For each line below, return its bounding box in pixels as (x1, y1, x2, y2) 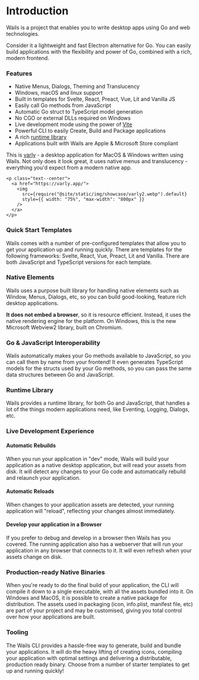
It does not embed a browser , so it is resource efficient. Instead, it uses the (6, 311, 191, 318)
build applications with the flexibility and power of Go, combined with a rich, (6, 48, 192, 55)
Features (6, 69, 33, 77)
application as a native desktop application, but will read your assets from (6, 461, 187, 468)
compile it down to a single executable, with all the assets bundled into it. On (6, 588, 194, 595)
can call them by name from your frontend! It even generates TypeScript (6, 359, 183, 366)
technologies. (6, 30, 40, 37)
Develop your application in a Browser (6, 521, 102, 528)
